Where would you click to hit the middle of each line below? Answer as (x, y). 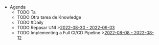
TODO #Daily (30, 22)
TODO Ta (26, 12)
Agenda (18, 7)
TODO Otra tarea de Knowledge (49, 17)
